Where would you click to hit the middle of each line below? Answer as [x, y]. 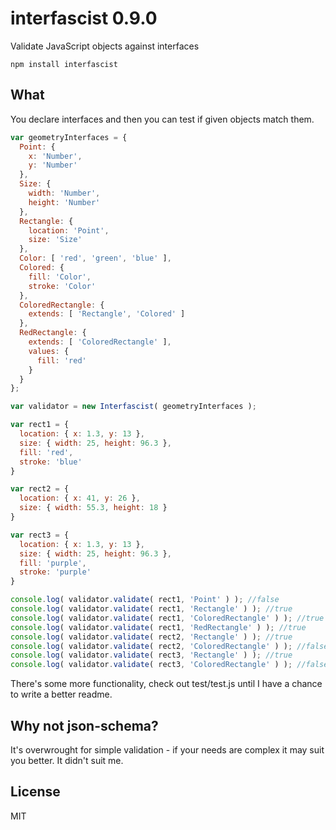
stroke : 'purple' [55, 572]
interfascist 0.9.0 [84, 18]
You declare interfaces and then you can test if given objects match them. [162, 119]
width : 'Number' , [64, 193]
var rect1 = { [40, 425]
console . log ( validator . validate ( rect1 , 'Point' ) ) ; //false [145, 600]
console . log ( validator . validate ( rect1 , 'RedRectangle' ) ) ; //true [158, 627]
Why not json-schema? [84, 725]
